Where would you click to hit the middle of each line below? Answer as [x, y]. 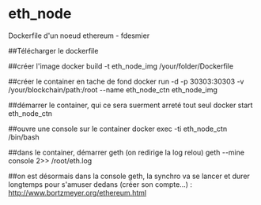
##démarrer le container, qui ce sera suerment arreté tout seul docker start [130, 105]
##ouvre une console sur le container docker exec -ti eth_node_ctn [118, 129]
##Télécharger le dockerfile [53, 50]
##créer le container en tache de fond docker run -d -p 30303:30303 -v [126, 81]
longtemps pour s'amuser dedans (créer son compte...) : [100, 184]
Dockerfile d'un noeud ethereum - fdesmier [79, 35]
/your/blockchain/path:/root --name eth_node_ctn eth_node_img [113, 89]
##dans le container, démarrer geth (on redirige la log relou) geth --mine [127, 152]
